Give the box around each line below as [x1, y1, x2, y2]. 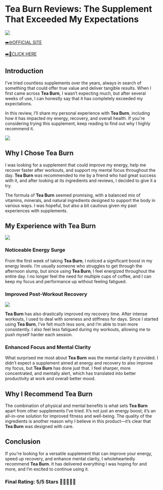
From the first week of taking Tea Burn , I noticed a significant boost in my [5, 258, 152, 264]
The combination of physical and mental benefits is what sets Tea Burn [5, 403, 148, 408]
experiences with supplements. [5, 207, 68, 213]
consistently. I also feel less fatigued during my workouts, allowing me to [5, 326, 151, 332]
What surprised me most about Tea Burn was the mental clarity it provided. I [5, 355, 158, 361]
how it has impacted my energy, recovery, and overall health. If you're [5, 115, 145, 121]
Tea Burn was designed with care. [5, 424, 74, 429]
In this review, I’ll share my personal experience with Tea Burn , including [5, 110, 150, 116]
